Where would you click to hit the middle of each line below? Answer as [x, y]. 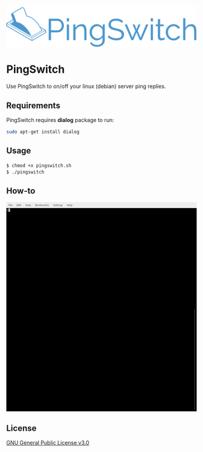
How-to [21, 191]
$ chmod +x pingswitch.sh [39, 166]
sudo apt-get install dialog [43, 132]
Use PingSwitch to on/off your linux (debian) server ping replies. [86, 86]
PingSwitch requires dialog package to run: [60, 120]
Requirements [33, 105]
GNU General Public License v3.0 [48, 443]
